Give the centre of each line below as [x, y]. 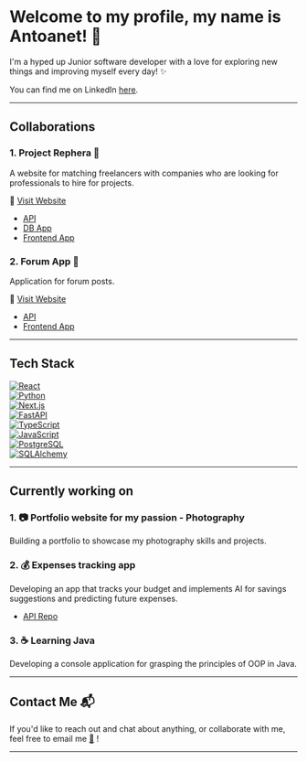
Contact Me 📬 [52, 702]
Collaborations [53, 127]
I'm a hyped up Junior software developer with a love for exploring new [144, 61]
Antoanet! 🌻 [56, 36]
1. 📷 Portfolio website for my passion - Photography [127, 518]
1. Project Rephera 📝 [55, 153]
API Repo [40, 616]
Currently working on [72, 491]
